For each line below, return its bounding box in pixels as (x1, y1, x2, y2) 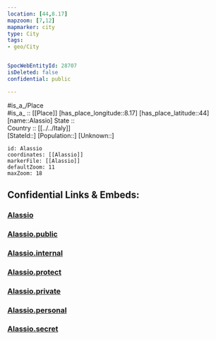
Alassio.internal (7, 248, 64, 258)
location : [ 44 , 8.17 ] (7, 10, 68, 18)
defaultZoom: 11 (7, 164, 55, 171)
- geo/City (7, 43, 40, 50)
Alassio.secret (7, 324, 59, 334)
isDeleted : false (7, 69, 59, 76)
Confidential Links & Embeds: (7, 189, 140, 201)
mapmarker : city (7, 23, 55, 30)
